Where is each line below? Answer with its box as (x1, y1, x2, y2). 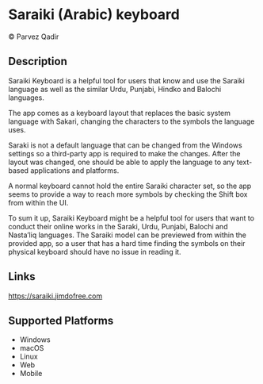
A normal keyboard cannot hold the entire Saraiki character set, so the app (8, 181, 252, 190)
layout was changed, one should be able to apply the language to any (8, 157, 235, 167)
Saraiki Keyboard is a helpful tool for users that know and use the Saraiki (8, 75, 246, 85)
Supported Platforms (8, 313, 114, 327)
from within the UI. (8, 198, 69, 207)
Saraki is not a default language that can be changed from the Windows (8, 140, 243, 150)
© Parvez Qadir (8, 32, 59, 41)
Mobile (19, 369, 43, 378)
